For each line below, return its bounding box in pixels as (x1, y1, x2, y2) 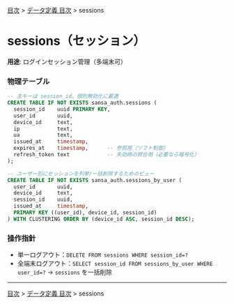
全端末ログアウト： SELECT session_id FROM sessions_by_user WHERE (17, 259, 213, 268)
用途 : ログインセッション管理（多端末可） (7, 57, 127, 66)
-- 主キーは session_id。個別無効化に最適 (7, 93, 118, 100)
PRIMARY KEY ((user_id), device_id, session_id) (13, 209, 157, 216)
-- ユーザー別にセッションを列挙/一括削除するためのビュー (7, 170, 155, 177)
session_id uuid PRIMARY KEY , (13, 105, 111, 113)
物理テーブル (7, 76, 50, 86)
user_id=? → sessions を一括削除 (17, 268, 113, 277)
